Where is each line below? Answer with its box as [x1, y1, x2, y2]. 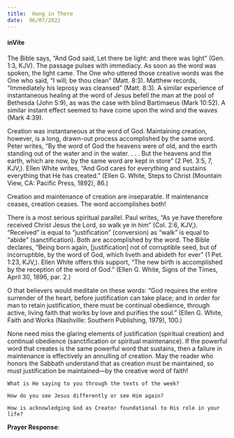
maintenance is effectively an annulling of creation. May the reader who [7, 351, 214, 360]
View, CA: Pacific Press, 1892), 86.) [7, 179, 109, 187]
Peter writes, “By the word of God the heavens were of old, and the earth [7, 141, 218, 150]
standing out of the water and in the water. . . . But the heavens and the [7, 149, 212, 157]
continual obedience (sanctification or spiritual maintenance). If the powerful [7, 337, 228, 345]
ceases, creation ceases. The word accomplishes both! [7, 200, 166, 208]
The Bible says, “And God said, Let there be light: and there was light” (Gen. [7, 54, 225, 62]
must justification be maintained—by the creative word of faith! [7, 366, 189, 374]
